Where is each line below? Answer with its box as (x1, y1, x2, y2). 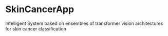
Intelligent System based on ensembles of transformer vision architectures (5, 20, 163, 26)
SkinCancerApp (5, 4, 74, 15)
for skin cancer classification (5, 25, 67, 31)
